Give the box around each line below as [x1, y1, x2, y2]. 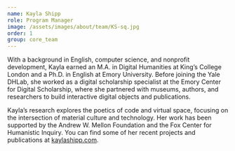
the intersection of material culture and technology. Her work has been [7, 113, 212, 122]
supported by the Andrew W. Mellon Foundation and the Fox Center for [7, 121, 212, 129]
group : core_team [7, 36, 58, 43]
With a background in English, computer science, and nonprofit [7, 55, 190, 64]
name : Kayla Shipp [7, 10, 61, 17]
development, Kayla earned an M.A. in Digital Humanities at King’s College [7, 63, 222, 71]
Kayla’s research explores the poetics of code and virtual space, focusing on [7, 106, 229, 115]
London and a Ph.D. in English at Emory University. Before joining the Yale [7, 71, 221, 79]
